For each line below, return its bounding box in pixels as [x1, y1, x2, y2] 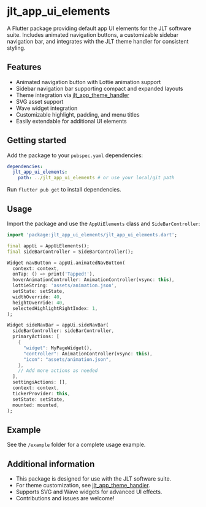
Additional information [7, 459, 95, 469]
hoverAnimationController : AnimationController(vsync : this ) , [12, 277, 175, 283]
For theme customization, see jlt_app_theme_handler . [15, 482, 151, 489]
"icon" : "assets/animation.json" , [23, 356, 112, 363]
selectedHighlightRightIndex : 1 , [12, 305, 98, 311]
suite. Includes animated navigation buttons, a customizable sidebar [7, 31, 179, 38]
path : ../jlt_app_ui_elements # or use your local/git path [18, 175, 175, 181]
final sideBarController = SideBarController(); [7, 249, 134, 255]
